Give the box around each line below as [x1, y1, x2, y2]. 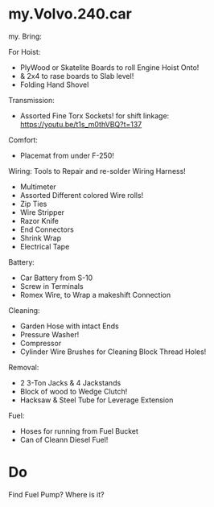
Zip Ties [19, 199, 47, 208]
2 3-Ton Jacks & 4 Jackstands [19, 377, 121, 387]
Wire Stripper [19, 207, 65, 217]
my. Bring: [8, 31, 43, 41]
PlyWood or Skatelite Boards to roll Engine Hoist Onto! [19, 62, 200, 72]
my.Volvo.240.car [8, 5, 133, 23]
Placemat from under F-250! [19, 150, 115, 160]
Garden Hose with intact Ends [19, 321, 119, 331]
